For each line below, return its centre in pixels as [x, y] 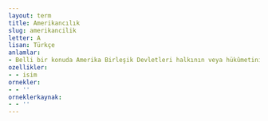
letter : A [25, 38]
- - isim [23, 75]
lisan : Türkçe [32, 45]
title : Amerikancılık [44, 23]
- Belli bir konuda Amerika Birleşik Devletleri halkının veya [116, 60]
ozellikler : [28, 68]
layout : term [30, 16]
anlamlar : [25, 53]
